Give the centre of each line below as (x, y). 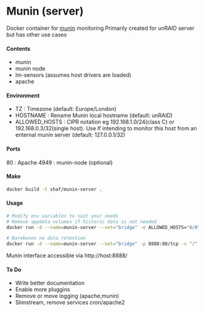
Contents (18, 48)
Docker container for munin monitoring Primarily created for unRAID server (100, 28)
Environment (23, 95)
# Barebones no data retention (46, 238)
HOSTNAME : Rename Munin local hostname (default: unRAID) (94, 115)
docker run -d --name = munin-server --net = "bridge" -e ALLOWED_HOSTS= (97, 227)
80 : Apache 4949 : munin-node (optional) (59, 162)
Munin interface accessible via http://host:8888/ (67, 256)
